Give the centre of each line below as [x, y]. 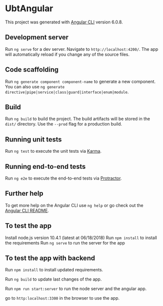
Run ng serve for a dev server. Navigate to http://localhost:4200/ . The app [82, 49]
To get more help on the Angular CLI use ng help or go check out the [74, 205]
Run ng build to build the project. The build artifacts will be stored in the [78, 119]
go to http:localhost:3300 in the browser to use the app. [62, 298]
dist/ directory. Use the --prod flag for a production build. [63, 124]
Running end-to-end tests [45, 166]
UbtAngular [29, 9]
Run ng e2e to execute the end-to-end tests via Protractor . [63, 178]
